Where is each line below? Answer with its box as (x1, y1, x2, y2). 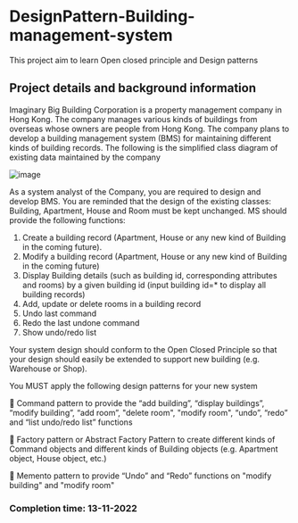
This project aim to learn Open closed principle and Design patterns (9, 54, 259, 65)
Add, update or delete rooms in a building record (21, 298, 202, 309)
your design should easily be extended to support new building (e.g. (9, 353, 261, 364)
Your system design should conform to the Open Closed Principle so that (9, 344, 277, 354)
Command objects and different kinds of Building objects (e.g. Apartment (9, 444, 278, 454)
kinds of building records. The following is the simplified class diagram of (9, 142, 278, 153)
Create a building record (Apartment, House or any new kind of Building (21, 232, 286, 243)
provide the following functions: (9, 214, 127, 225)
